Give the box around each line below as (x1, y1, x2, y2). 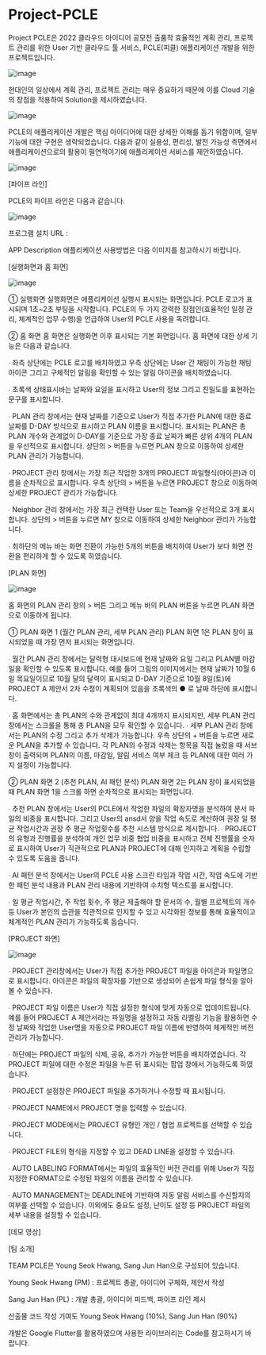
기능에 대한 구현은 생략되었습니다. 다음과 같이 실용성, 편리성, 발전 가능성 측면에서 (8, 137, 257, 146)
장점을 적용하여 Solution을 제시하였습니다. (16, 94, 147, 104)
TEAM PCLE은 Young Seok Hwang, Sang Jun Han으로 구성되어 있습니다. (8, 1261, 240, 1270)
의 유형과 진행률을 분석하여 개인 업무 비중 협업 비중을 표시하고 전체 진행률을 (8, 833, 241, 843)
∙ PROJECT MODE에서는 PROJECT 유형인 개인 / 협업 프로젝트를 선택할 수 (8, 1119, 238, 1129)
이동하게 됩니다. (22, 610, 72, 620)
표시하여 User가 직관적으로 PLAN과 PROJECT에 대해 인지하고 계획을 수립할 (16, 843, 252, 853)
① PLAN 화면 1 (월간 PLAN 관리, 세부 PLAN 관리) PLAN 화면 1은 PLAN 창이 (8, 627, 245, 637)
